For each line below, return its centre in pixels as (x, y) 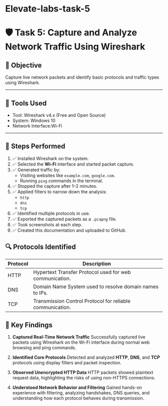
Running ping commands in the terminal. (61, 181)
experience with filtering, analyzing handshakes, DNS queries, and (81, 393)
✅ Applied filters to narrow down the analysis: (60, 192)
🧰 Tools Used (26, 103)
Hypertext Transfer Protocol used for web (82, 272)
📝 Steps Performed (35, 146)
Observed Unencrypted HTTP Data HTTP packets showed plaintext (83, 372)
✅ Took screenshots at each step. (47, 224)
